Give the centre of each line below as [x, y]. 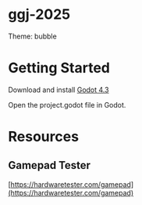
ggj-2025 [39, 15]
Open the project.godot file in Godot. [67, 104]
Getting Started [59, 68]
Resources [44, 137]
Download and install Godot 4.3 [59, 90]
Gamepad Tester [50, 165]
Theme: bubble [32, 36]
